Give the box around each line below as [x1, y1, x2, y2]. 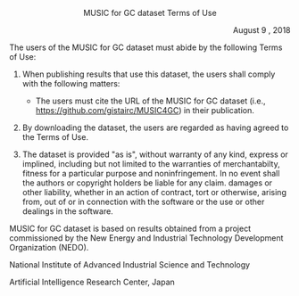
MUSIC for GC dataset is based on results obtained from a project [9, 223, 252, 234]
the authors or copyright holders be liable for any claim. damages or [21, 177, 273, 188]
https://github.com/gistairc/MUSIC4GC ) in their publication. [35, 105, 254, 115]
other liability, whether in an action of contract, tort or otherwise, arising [21, 187, 287, 197]
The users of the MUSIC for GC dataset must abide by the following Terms [9, 42, 283, 53]
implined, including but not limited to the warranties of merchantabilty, [21, 159, 280, 169]
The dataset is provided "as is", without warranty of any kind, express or [21, 149, 288, 160]
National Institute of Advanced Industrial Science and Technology [9, 259, 251, 270]
